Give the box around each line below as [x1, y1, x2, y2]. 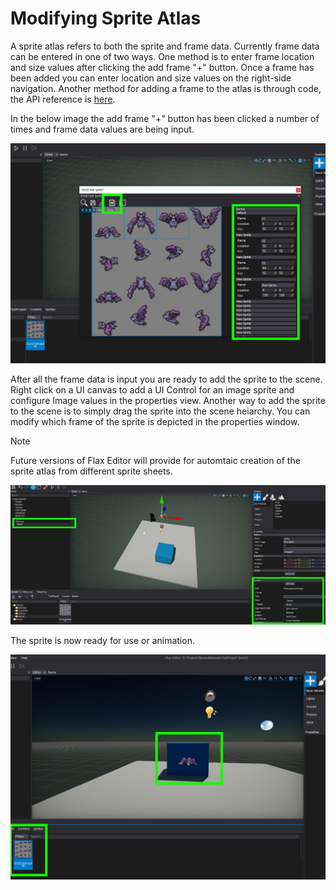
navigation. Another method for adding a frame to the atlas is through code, [10, 82, 322, 94]
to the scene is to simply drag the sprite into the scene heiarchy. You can [10, 405, 311, 417]
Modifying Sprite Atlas [10, 7, 202, 30]
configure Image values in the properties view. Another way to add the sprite [10, 394, 326, 406]
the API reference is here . [10, 93, 116, 105]
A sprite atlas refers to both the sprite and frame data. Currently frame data [10, 40, 320, 52]
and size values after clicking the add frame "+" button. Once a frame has [10, 61, 315, 73]
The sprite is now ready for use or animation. [10, 635, 195, 647]
